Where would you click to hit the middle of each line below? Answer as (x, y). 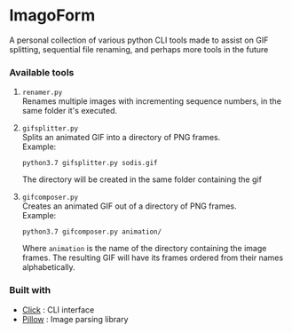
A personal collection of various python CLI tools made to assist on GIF (139, 40)
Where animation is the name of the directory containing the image (144, 249)
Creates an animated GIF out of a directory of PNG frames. (129, 206)
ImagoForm (52, 16)
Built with (30, 290)
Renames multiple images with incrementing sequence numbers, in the (152, 101)
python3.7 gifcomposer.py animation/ (92, 232)
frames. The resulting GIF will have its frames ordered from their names (153, 258)
